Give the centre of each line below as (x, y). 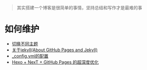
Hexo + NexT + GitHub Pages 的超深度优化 (55, 62)
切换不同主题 (25, 44)
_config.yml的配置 (30, 56)
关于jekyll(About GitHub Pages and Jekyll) (55, 50)
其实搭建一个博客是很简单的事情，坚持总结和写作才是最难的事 (79, 8)
